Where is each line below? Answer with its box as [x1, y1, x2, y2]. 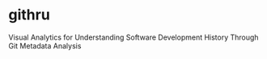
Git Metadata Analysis [8, 40, 82, 50]
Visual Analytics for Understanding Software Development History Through [8, 32, 259, 42]
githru [8, 6, 50, 24]
